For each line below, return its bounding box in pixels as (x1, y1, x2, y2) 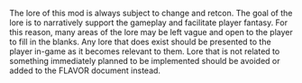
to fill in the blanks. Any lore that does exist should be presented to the (9, 36, 272, 47)
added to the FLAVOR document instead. (9, 65, 160, 76)
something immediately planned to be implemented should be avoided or (9, 56, 280, 66)
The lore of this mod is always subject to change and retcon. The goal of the (9, 8, 293, 18)
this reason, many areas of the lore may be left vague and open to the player (9, 27, 293, 37)
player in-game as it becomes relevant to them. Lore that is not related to (9, 46, 280, 57)
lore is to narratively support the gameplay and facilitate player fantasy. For (9, 17, 288, 28)
